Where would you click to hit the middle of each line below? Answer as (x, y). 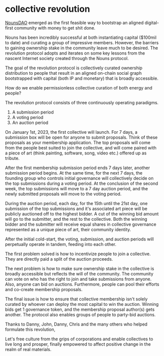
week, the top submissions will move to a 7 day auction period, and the (77, 188)
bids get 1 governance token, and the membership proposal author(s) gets (80, 309)
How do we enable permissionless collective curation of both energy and (79, 88)
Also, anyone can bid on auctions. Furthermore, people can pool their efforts (82, 284)
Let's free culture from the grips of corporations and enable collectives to (79, 339)
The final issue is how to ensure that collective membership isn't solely (76, 299)
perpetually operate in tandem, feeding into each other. (61, 244)
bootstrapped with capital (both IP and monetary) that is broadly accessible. (82, 78)
